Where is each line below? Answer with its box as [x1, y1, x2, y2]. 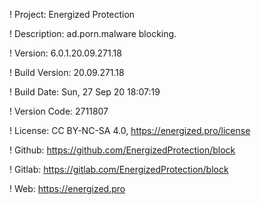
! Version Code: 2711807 [9, 105, 109, 117]
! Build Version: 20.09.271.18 [9, 67, 125, 78]
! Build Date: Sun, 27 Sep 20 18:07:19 [9, 86, 161, 98]
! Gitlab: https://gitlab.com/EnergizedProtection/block [9, 164, 229, 175]
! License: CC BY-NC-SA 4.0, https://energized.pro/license [9, 125, 251, 136]
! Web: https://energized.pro [9, 183, 126, 194]
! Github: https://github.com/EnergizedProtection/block [9, 144, 236, 156]
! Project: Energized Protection [9, 9, 136, 20]
